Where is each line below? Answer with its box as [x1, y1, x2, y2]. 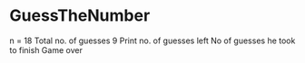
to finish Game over [9, 44, 84, 55]
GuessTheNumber [9, 5, 151, 26]
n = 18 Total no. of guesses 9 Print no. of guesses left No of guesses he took [9, 35, 296, 46]
